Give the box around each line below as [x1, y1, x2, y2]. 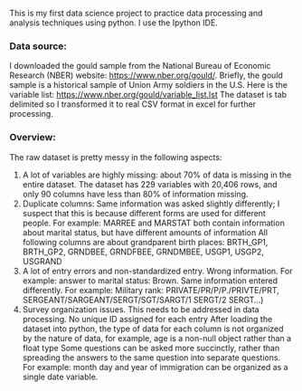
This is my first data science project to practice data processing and [9, 8, 263, 18]
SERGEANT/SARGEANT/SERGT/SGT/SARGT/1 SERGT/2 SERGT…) [22, 294, 264, 305]
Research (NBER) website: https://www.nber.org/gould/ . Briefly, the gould [9, 70, 283, 81]
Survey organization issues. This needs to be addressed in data [22, 303, 260, 315]
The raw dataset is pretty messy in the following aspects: [9, 151, 222, 162]
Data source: [9, 40, 68, 52]
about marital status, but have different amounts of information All [22, 226, 269, 238]
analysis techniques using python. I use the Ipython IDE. [9, 17, 219, 28]
